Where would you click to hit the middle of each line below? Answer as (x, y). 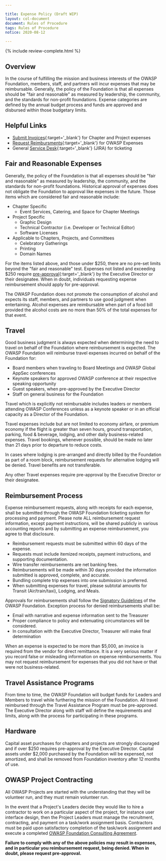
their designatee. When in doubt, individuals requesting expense (71, 279)
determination (27, 636)
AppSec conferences (34, 373)
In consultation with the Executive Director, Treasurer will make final (82, 631)
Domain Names (35, 254)
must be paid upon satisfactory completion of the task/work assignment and (83, 828)
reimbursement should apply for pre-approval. (53, 284)
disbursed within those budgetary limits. (46, 110)
